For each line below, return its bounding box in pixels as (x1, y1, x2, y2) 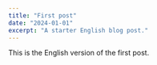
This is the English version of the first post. (8, 48, 150, 58)
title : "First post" (8, 11, 78, 20)
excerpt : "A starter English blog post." (8, 26, 149, 34)
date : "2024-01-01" (8, 19, 74, 27)
